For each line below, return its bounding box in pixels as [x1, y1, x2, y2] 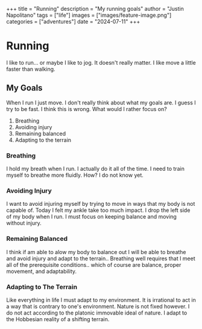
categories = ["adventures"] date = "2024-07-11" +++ [6, 18, 140, 25]
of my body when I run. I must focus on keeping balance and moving [6, 213, 177, 220]
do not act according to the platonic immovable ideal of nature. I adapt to [6, 309, 188, 316]
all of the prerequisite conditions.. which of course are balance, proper [6, 261, 181, 268]
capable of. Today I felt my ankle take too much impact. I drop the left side [6, 206, 191, 214]
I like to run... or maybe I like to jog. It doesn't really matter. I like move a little [6, 59, 196, 66]
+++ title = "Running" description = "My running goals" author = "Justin [6, 5, 184, 12]
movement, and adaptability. [6, 267, 77, 275]
